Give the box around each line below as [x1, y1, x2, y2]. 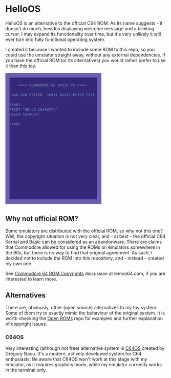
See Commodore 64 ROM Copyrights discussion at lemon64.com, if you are [5, 270, 166, 277]
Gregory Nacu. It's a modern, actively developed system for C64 [5, 351, 142, 357]
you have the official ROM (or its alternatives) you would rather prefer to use [5, 57, 166, 63]
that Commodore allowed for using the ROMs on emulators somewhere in [5, 244, 160, 250]
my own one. [5, 261, 33, 267]
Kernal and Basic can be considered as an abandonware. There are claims [5, 239, 162, 245]
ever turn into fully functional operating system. [5, 36, 106, 43]
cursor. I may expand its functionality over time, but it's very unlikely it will [5, 31, 161, 37]
